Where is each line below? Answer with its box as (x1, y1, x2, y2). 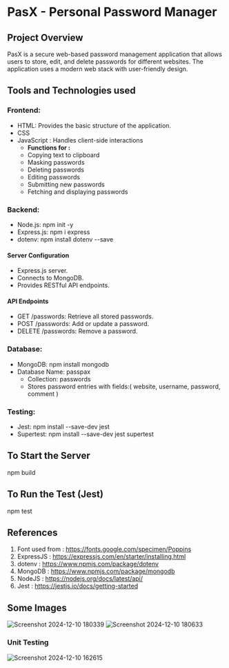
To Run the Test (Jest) (7, 489, 103, 500)
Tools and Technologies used (7, 84, 136, 97)
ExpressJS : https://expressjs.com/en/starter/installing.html (17, 552, 186, 561)
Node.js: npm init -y (17, 220, 74, 228)
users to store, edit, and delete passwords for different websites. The (7, 57, 203, 66)
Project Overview (7, 32, 83, 44)
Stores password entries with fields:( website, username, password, (27, 382, 221, 390)
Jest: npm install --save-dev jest (17, 422, 110, 431)
